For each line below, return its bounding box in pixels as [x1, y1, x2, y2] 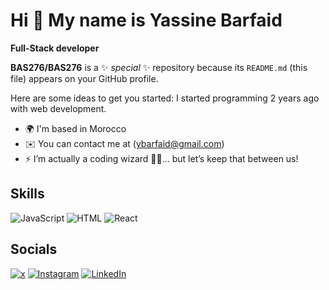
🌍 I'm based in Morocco [24, 122, 127, 134]
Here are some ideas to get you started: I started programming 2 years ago [10, 92, 320, 104]
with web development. [10, 102, 107, 114]
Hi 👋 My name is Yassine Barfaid [10, 9, 283, 32]
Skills [10, 185, 45, 203]
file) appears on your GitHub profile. [10, 72, 159, 84]
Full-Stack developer [10, 42, 100, 54]
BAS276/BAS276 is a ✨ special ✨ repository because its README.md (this [10, 61, 308, 73]
